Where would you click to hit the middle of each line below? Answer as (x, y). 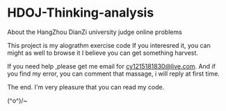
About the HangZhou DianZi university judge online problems (95, 32)
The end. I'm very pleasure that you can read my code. (86, 87)
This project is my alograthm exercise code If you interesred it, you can (109, 45)
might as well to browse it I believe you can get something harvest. (103, 53)
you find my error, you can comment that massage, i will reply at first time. (114, 74)
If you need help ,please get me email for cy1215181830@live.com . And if (111, 66)
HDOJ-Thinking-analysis (81, 13)
